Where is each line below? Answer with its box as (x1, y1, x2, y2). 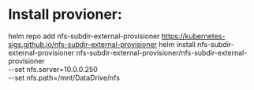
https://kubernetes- (161, 31, 226, 41)
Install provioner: (8, 5, 122, 23)
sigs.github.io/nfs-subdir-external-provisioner (8, 39, 158, 49)
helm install (159, 39, 196, 49)
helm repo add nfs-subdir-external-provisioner (8, 31, 160, 41)
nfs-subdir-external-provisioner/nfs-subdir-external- (76, 48, 248, 57)
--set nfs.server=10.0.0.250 (8, 64, 99, 74)
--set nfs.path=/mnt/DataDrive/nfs (8, 73, 121, 82)
